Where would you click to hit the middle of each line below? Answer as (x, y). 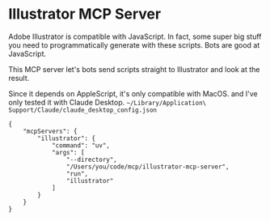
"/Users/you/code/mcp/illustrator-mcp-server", (148, 167)
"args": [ (68, 152)
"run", (77, 174)
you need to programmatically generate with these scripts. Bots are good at (134, 45)
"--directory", (91, 159)
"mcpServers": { (51, 131)
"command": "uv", (81, 145)
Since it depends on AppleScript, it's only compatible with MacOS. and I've (133, 93)
